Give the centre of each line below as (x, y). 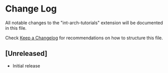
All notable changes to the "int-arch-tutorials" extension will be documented (84, 23)
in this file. (16, 28)
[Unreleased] (26, 54)
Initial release (26, 65)
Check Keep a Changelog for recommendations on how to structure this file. (84, 38)
